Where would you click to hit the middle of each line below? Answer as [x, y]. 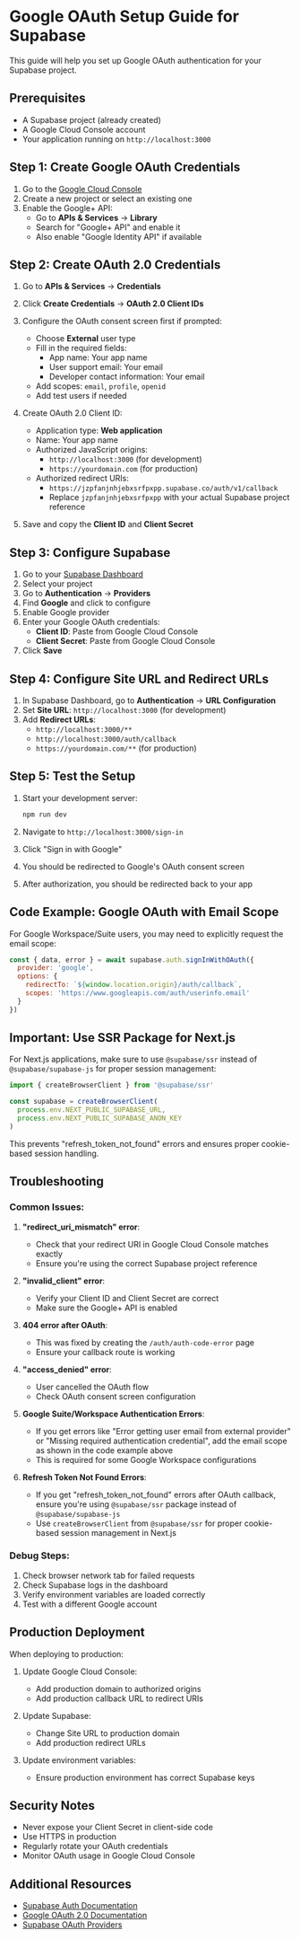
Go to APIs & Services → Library [97, 217]
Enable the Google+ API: [68, 207]
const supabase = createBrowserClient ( [84, 1102]
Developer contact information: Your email [127, 377]
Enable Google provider [66, 613]
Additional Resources [70, 1884]
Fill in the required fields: [81, 348]
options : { [38, 976]
